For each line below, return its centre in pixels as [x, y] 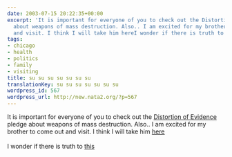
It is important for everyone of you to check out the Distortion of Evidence [112, 117]
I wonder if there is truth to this [51, 146]
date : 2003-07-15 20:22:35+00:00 [55, 13]
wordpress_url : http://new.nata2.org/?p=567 [72, 98]
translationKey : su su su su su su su [63, 84]
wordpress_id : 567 [33, 91]
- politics [23, 59]
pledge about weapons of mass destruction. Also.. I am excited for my [107, 124]
